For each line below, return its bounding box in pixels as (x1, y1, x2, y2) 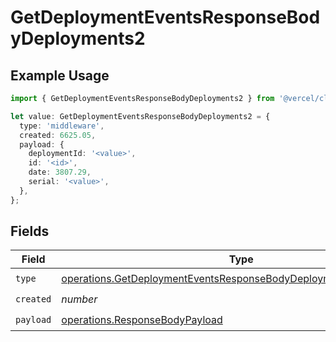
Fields (10, 223, 50, 240)
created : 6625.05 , (19, 130, 97, 140)
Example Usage (10, 67, 110, 84)
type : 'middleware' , (19, 121, 105, 131)
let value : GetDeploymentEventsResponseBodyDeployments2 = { (10, 111, 271, 121)
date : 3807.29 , (28, 167, 92, 178)
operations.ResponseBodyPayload (61, 312, 223, 326)
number (61, 292, 98, 306)
